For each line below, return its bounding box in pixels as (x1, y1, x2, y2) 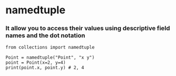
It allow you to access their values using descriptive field (5, 24, 170, 32)
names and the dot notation (5, 31, 85, 39)
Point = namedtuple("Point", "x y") (5, 55, 95, 61)
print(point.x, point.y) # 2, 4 (5, 65, 84, 71)
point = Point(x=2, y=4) (5, 60, 66, 66)
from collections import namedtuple (5, 45, 95, 50)
